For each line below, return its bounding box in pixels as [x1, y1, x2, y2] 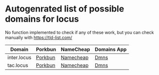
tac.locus [7, 62, 29, 68]
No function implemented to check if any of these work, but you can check [5, 29, 154, 35]
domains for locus [5, 13, 79, 25]
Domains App [95, 46, 127, 52]
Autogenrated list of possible [5, 3, 124, 14]
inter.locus [7, 54, 31, 61]
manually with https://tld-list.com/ [5, 35, 72, 40]
